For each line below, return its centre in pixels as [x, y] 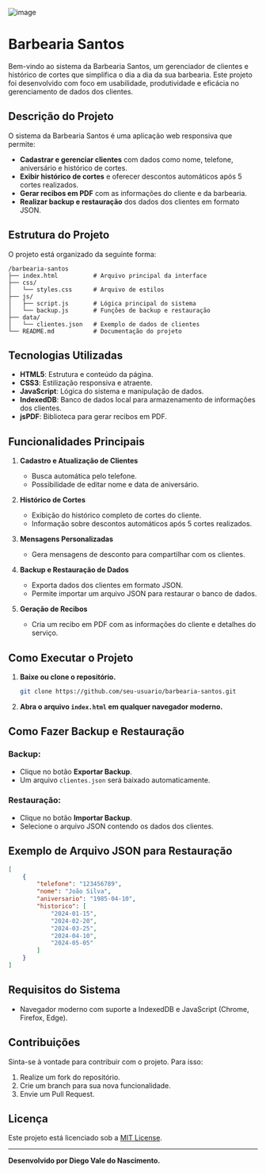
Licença [28, 1119]
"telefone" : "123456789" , [80, 884]
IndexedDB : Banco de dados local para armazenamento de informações [137, 400]
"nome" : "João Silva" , [74, 892]
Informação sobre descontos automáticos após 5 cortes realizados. [142, 524]
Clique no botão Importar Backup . [76, 817]
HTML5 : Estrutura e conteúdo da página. [86, 375]
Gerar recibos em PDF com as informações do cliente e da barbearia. [133, 193]
